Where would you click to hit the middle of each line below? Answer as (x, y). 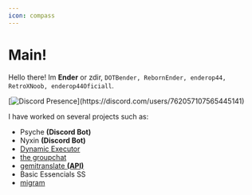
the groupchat (43, 157)
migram (32, 182)
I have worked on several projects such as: (79, 116)
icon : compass (32, 16)
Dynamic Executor (50, 149)
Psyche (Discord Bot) (55, 131)
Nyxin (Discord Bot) (53, 140)
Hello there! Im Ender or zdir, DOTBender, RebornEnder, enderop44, (117, 77)
